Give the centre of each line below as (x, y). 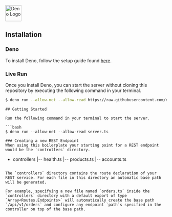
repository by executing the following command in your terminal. (73, 91)
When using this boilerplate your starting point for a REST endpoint (82, 145)
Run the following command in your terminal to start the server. (78, 118)
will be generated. (26, 182)
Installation (24, 35)
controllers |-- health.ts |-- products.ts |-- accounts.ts (70, 159)
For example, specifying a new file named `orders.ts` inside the (78, 191)
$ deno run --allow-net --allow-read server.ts (57, 132)
